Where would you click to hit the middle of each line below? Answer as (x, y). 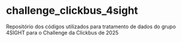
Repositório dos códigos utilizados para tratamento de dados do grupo (91, 26)
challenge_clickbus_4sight (72, 11)
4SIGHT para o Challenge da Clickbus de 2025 (62, 32)
